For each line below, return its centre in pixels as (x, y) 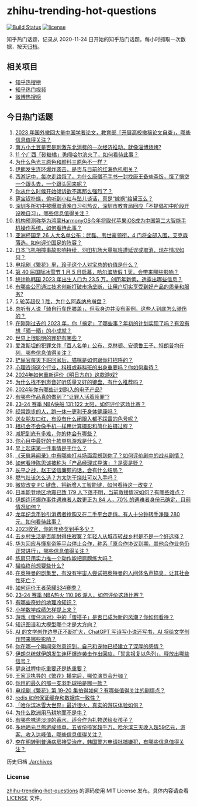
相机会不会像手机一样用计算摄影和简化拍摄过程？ (74, 426)
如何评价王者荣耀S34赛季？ (48, 587)
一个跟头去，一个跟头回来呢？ (51, 184)
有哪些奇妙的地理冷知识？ (46, 602)
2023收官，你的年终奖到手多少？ (55, 529)
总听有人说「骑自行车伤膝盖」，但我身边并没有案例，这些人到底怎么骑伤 (101, 308)
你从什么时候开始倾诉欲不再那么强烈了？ (64, 191)
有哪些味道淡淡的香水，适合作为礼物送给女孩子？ (74, 719)
